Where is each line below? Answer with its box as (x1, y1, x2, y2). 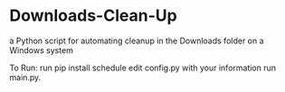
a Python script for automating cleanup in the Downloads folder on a (9, 35, 264, 46)
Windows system (9, 44, 74, 55)
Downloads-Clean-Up (9, 5, 178, 26)
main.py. (9, 71, 42, 82)
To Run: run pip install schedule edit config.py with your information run (9, 62, 277, 73)
